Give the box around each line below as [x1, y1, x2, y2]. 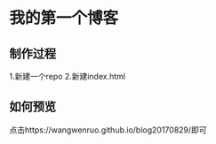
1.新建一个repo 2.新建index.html [9, 72, 126, 81]
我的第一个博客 [9, 8, 119, 28]
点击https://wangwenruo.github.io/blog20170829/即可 [9, 125, 207, 135]
